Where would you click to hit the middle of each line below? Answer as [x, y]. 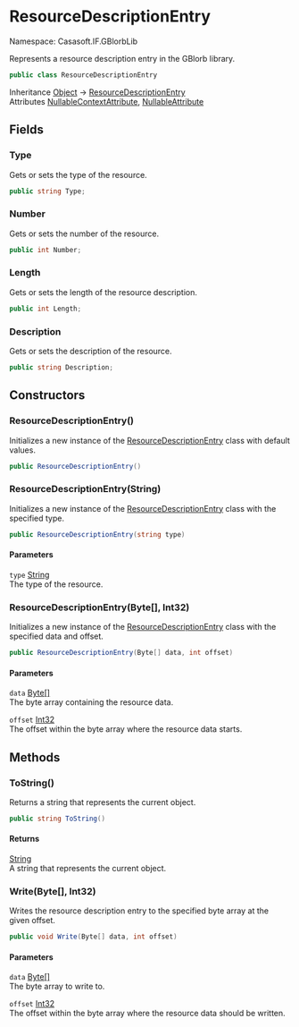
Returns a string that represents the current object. [103, 802]
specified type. [37, 518]
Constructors [47, 395]
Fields [27, 130]
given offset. [33, 921]
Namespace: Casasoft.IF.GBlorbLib [74, 41]
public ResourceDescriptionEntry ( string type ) [97, 534]
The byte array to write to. [57, 987]
